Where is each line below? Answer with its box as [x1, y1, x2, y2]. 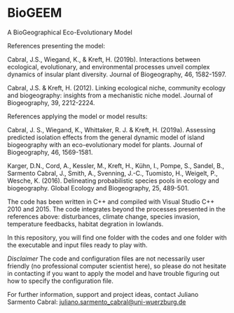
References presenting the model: [7, 41, 105, 50]
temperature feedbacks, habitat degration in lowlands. [7, 219, 164, 228]
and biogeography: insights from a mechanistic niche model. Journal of [7, 91, 214, 99]
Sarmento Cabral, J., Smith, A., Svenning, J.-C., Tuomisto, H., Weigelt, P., [7, 169, 219, 177]
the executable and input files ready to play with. [7, 240, 148, 249]
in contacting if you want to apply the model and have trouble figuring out [7, 269, 219, 277]
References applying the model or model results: [7, 112, 148, 120]
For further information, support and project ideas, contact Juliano [7, 290, 199, 298]
